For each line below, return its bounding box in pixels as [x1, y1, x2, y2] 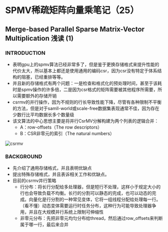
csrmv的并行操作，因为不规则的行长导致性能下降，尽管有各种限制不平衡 [12, 99, 162, 105]
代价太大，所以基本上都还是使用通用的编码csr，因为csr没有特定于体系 [12, 67, 158, 73]
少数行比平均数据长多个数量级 [12, 111, 74, 118]
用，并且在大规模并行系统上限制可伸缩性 [20, 209, 104, 215]
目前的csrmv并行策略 [12, 178, 57, 184]
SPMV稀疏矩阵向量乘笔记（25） [5, 5, 139, 16]
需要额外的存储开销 [17, 92, 57, 98]
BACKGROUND [5, 153, 43, 160]
